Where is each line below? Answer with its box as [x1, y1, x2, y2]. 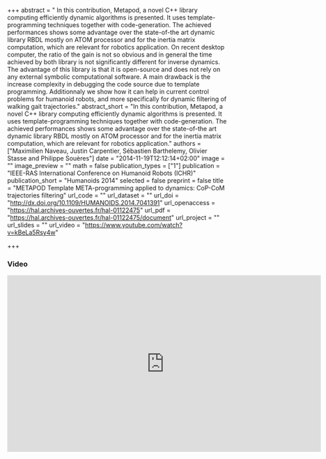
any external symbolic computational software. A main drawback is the [7, 73, 211, 81]
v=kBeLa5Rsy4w [7, 228, 56, 236]
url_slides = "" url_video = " [7, 221, 86, 229]
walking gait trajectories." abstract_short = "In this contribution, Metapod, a [7, 103, 223, 110]
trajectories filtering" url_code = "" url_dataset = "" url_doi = [7, 191, 179, 200]
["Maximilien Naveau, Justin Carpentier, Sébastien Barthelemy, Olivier [7, 146, 208, 155]
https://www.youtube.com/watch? [84, 221, 183, 229]
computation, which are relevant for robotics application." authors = [7, 140, 201, 147]
